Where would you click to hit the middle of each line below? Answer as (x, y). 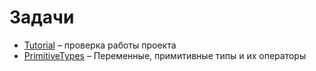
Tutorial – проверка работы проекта (100, 45)
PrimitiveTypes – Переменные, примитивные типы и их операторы (165, 55)
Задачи (42, 17)
